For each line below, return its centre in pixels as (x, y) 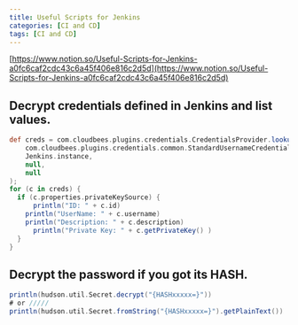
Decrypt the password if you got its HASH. (129, 274)
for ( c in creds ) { (45, 190)
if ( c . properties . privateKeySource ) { (89, 197)
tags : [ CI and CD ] (43, 34)
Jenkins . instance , (59, 156)
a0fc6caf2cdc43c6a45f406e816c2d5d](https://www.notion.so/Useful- (139, 68)
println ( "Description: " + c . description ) (105, 222)
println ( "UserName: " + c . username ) (93, 214)
